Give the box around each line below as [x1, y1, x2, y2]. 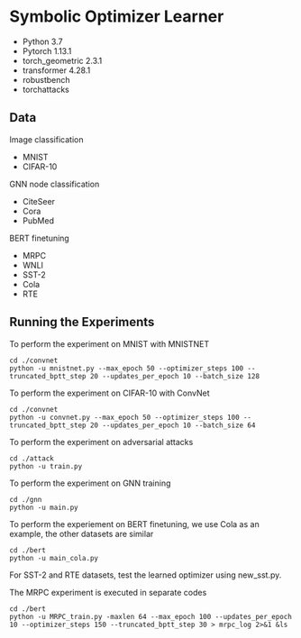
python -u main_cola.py [9, 553, 99, 562]
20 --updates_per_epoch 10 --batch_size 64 [89, 421, 256, 430]
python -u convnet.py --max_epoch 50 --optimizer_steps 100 [9, 413, 241, 422]
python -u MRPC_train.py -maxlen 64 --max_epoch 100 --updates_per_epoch [9, 612, 293, 621]
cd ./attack [9, 453, 54, 463]
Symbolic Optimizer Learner [9, 6, 224, 27]
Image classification [9, 133, 84, 145]
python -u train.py [9, 461, 83, 470]
